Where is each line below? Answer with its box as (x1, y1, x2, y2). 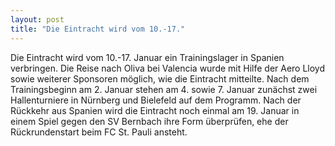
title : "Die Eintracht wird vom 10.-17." (10, 24, 186, 34)
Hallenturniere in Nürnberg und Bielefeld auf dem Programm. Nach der (10, 94, 302, 106)
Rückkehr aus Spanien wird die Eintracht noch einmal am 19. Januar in (10, 104, 300, 116)
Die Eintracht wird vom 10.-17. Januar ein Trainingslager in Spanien (10, 51, 285, 63)
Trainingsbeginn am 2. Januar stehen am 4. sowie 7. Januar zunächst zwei (10, 83, 318, 95)
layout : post (10, 14, 65, 25)
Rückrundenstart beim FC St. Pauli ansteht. (10, 126, 188, 138)
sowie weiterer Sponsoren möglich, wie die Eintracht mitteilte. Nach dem (10, 72, 310, 85)
